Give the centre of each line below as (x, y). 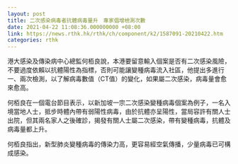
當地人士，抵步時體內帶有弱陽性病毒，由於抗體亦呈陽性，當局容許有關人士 (122, 112)
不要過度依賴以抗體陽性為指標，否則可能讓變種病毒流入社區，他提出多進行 (116, 70)
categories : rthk (33, 40)
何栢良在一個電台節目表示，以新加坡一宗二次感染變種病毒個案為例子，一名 (116, 102)
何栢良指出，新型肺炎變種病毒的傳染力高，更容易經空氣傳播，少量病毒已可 (116, 144)
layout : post (27, 14)
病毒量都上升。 (29, 129)
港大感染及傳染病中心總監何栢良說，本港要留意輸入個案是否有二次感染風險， (119, 61)
